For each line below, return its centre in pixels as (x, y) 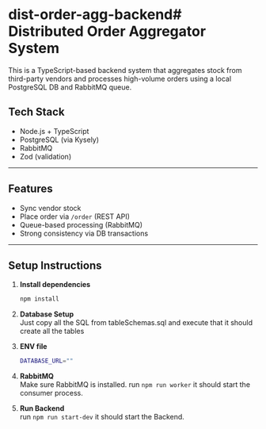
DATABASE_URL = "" (46, 361)
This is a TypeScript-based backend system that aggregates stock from (125, 70)
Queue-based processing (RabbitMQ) (81, 224)
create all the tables (52, 331)
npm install (39, 299)
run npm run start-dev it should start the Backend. (102, 417)
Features (30, 189)
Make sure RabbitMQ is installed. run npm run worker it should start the (135, 385)
